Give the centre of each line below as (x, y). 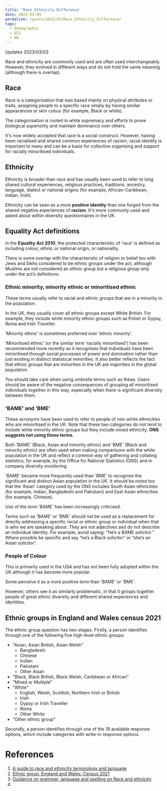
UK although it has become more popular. (48, 572)
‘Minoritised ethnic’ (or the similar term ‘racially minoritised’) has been (77, 343)
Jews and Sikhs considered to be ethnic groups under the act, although (79, 264)
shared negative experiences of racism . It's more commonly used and (77, 210)
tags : (11, 24)
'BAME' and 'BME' (28, 408)
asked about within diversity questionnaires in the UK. (61, 215)
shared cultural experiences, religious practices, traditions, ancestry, (76, 184)
